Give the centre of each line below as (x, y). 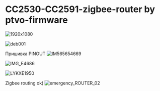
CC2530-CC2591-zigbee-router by (80, 9)
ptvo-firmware (36, 20)
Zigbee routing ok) (24, 83)
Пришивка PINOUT (25, 54)
